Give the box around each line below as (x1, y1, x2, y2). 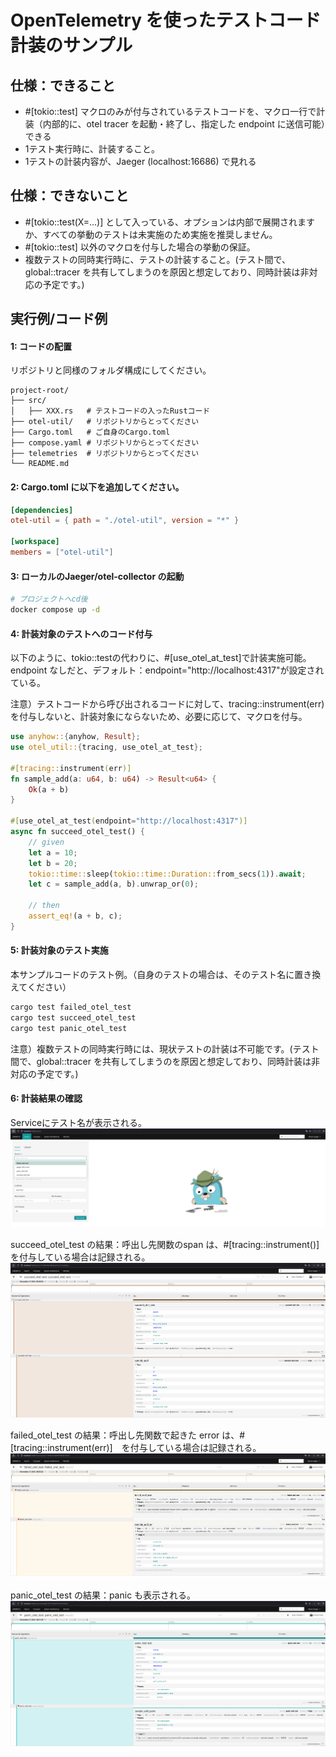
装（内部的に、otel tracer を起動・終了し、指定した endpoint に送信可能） (24, 118, 326, 130)
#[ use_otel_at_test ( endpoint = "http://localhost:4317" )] (10, 816, 248, 826)
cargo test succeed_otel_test (10, 1012, 137, 1023)
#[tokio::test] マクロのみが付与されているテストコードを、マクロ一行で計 (24, 106, 326, 117)
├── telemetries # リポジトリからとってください (10, 449, 200, 459)
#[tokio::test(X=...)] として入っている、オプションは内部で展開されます (24, 216, 316, 228)
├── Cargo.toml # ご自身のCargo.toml (10, 427, 171, 438)
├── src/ (10, 396, 47, 406)
